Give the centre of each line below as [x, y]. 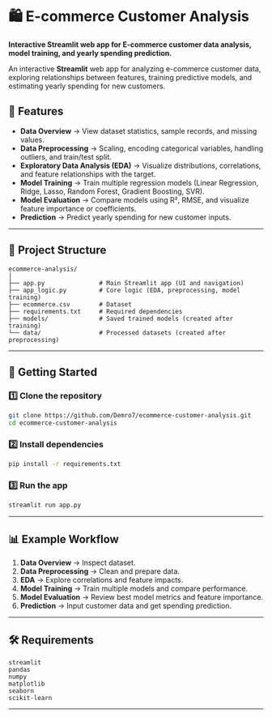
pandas [19, 669]
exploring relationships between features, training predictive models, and [130, 77]
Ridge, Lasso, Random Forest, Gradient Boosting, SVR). [112, 191]
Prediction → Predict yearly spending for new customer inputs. [125, 217]
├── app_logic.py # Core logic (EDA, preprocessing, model [125, 290]
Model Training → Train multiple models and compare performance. [134, 588]
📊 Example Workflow [64, 539]
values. [32, 139]
